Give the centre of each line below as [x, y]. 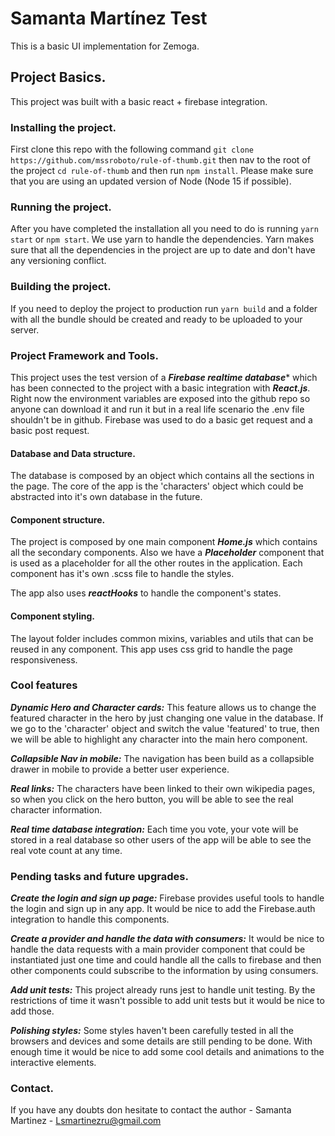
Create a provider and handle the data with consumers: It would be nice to [167, 939]
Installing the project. [63, 127]
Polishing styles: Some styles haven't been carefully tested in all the [152, 1031]
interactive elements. [53, 1063]
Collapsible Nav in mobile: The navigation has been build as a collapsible [162, 758]
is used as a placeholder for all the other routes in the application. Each [156, 563]
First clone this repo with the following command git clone [132, 149]
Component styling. [52, 616]
